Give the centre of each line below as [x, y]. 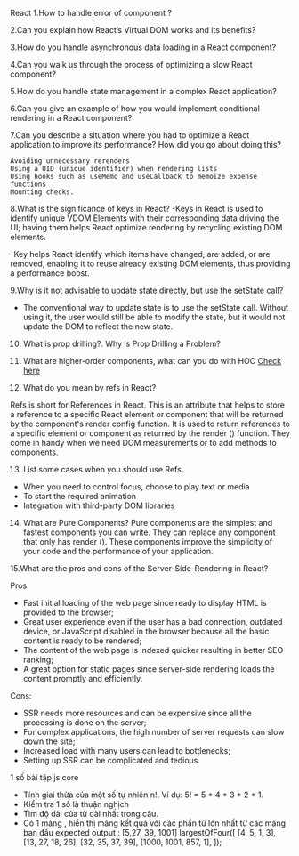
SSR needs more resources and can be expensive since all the [137, 713]
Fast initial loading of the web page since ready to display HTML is [145, 603]
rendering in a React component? [71, 118]
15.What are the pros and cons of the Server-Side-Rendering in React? [139, 568]
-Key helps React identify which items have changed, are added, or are [140, 254]
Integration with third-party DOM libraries [99, 505]
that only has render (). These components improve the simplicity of [148, 541]
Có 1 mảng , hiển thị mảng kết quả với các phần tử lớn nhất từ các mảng [154, 823]
